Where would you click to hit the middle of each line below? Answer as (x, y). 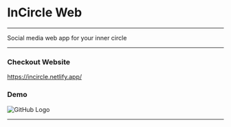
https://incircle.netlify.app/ (45, 77)
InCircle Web (45, 13)
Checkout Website (39, 61)
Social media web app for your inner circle (67, 38)
